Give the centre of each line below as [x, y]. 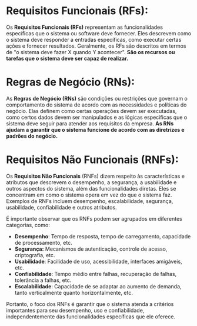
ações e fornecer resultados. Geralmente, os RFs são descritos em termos [96, 46]
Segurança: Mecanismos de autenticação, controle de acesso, [91, 249]
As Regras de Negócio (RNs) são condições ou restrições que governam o [97, 98]
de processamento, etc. [43, 242]
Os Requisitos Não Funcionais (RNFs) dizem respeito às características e [96, 176]
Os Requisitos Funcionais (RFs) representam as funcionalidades [85, 27]
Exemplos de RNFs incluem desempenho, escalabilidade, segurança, [90, 201]
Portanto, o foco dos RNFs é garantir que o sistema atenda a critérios [90, 304]
